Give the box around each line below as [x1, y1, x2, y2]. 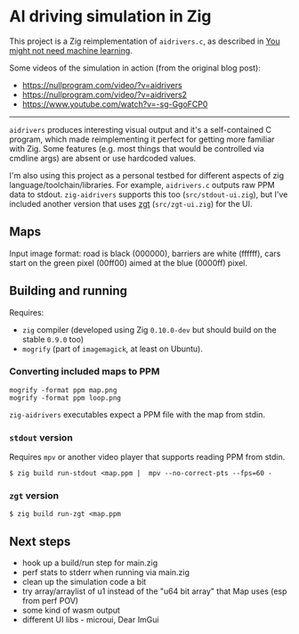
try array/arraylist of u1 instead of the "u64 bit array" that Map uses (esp [21, 586, 287, 597]
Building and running [9, 284, 127, 299]
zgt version [9, 490, 60, 502]
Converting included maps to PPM [9, 366, 160, 378]
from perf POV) [21, 596, 78, 606]
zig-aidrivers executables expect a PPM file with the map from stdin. [9, 408, 265, 420]
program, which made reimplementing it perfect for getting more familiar [9, 134, 275, 144]
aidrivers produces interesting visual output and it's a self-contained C [9, 124, 271, 135]
